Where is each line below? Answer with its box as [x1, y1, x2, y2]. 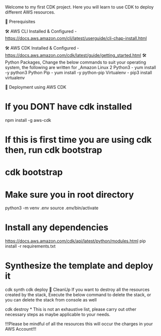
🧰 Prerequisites [5, 19, 35, 24]
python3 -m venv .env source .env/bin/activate [5, 205, 98, 211]
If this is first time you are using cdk [5, 134, 152, 145]
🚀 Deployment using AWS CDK [5, 84, 66, 90]
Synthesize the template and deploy [5, 260, 154, 271]
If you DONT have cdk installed [5, 101, 132, 112]
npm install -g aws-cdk [5, 117, 51, 123]
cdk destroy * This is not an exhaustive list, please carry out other [5, 306, 137, 312]
